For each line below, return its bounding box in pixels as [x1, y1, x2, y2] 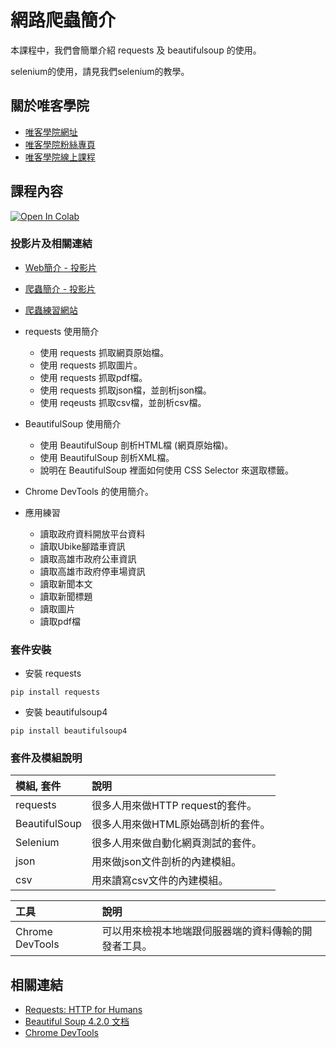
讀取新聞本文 [39, 577, 93, 590]
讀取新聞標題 [39, 590, 93, 602]
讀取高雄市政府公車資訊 [39, 552, 137, 565]
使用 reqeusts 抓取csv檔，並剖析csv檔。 [39, 396, 207, 408]
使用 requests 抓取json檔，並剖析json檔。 [39, 384, 212, 396]
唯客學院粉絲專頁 [24, 138, 96, 150]
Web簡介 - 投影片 [24, 261, 97, 273]
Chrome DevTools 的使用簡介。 [24, 485, 154, 497]
